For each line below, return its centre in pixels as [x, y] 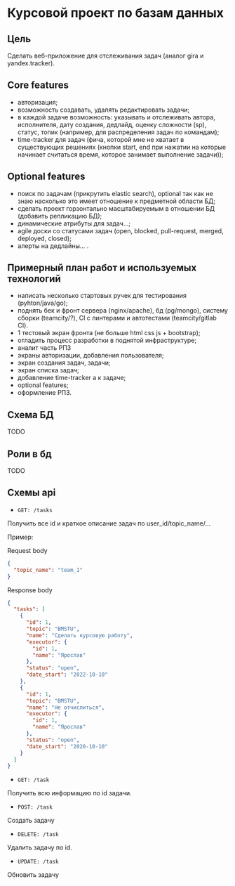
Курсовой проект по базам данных [116, 13]
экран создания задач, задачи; [64, 363]
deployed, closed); [45, 238]
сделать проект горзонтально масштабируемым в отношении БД [116, 208]
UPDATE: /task [38, 862]
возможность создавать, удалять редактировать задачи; [103, 110]
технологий [34, 279]
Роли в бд [29, 454]
